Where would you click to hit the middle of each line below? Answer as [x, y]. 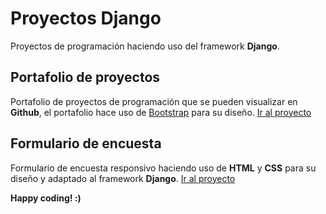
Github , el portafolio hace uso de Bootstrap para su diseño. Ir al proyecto [161, 112]
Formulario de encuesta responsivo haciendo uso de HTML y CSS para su [163, 168]
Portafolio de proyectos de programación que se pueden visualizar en [154, 101]
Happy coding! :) [46, 198]
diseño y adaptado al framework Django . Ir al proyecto [123, 178]
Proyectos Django [86, 18]
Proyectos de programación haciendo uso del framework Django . [145, 46]
